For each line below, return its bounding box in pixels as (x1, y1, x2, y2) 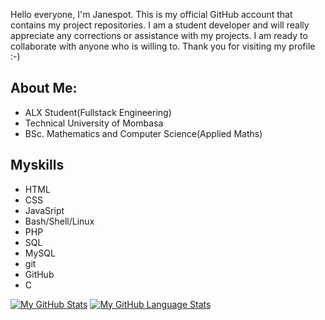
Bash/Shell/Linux (24, 215, 95, 227)
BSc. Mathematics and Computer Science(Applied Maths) (24, 127, 263, 139)
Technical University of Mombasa (24, 117, 164, 129)
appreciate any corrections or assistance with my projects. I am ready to (10, 30, 308, 41)
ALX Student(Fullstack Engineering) (24, 106, 172, 118)
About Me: (10, 80, 78, 97)
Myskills (10, 157, 65, 174)
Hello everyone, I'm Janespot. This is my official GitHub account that (10, 9, 293, 20)
